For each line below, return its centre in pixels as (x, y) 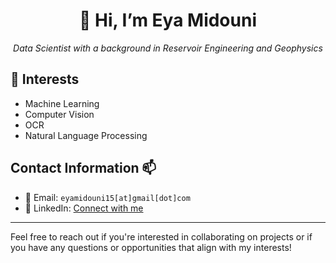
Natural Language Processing (86, 135)
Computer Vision (59, 114)
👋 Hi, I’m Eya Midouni (167, 20)
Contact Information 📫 (83, 168)
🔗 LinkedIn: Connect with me (84, 208)
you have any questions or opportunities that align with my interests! (151, 247)
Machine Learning (62, 103)
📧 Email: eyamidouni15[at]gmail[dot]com (107, 197)
